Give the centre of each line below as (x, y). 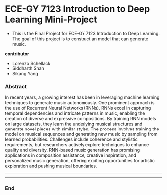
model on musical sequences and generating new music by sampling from (81, 134)
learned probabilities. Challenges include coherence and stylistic (71, 139)
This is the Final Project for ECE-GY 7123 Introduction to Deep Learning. (86, 33)
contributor (17, 54)
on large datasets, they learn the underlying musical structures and (74, 124)
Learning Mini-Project (51, 20)
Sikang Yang (25, 73)
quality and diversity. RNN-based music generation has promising (73, 150)
